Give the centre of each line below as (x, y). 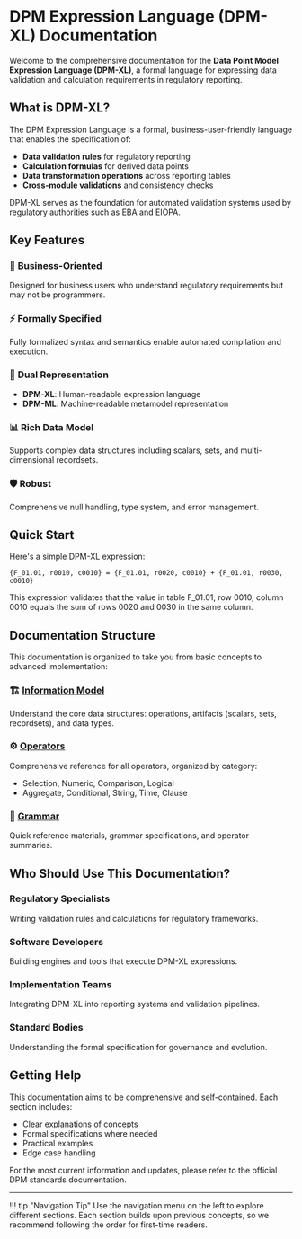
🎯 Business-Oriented (56, 266)
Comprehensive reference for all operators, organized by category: (133, 766)
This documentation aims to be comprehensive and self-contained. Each (144, 1097)
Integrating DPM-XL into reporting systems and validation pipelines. (135, 1004)
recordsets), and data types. (62, 723)
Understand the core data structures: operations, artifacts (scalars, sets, (143, 713)
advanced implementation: (58, 667)
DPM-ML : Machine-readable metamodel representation (125, 404)
